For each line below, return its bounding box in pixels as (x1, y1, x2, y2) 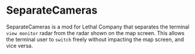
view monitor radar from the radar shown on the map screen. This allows (6, 29, 185, 36)
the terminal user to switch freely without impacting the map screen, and (6, 36, 184, 43)
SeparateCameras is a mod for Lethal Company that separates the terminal (6, 23, 190, 30)
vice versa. (6, 42, 33, 49)
